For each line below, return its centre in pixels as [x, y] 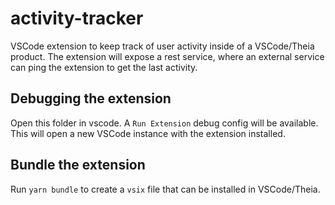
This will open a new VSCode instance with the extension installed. [148, 133]
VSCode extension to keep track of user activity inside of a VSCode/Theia [162, 46]
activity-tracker [77, 18]
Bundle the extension [78, 165]
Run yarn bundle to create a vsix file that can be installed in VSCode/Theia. [165, 189]
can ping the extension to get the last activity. [104, 67]
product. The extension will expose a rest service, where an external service [167, 56]
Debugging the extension [91, 98]
